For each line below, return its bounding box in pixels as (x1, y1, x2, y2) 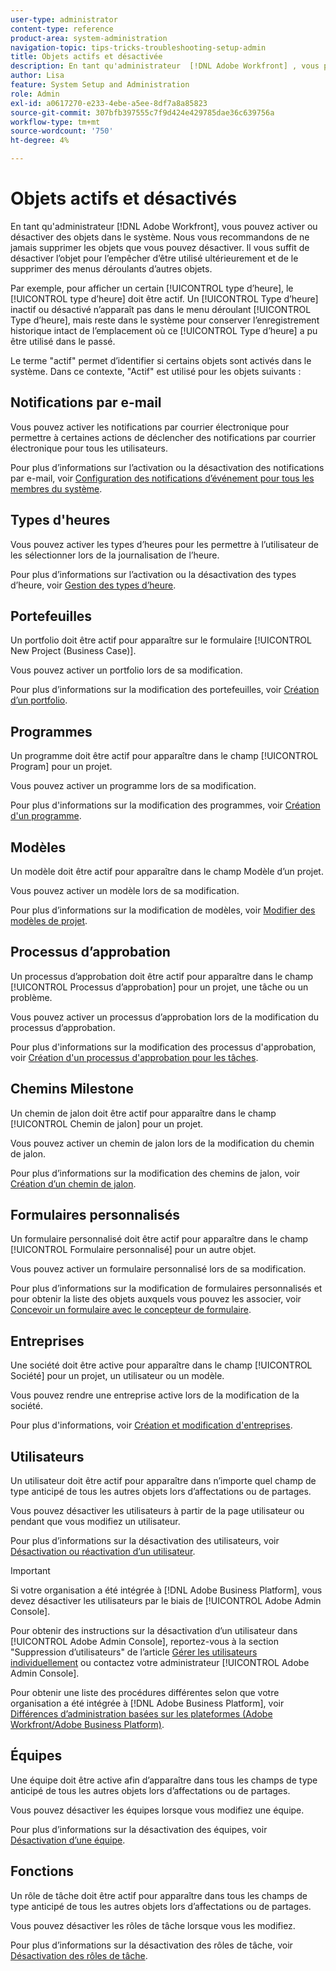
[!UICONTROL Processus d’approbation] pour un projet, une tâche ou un (10, 981, 309, 993)
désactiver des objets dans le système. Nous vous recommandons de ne (10, 231, 310, 243)
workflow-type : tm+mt (10, 117, 101, 127)
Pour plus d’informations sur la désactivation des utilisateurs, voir (10, 1535, 280, 1547)
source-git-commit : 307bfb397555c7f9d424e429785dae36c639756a (10, 107, 275, 118)
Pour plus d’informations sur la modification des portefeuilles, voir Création (10, 684, 320, 696)
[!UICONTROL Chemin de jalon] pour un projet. (10, 1117, 204, 1130)
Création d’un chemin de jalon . (10, 1177, 137, 1190)
